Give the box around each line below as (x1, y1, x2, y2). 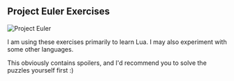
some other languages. (7, 45, 74, 53)
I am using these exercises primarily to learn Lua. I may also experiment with (7, 38, 227, 46)
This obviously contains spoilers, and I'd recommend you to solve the (7, 59, 207, 67)
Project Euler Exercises (7, 6, 110, 17)
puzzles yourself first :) (7, 66, 74, 74)
